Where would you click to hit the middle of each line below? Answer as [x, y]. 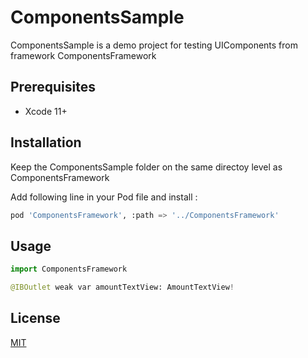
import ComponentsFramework [69, 269]
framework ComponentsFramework [83, 55]
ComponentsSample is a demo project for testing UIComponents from [154, 45]
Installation [46, 142]
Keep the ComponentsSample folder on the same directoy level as [146, 167]
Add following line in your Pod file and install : [104, 197]
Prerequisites [53, 87]
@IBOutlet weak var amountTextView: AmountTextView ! [122, 287]
